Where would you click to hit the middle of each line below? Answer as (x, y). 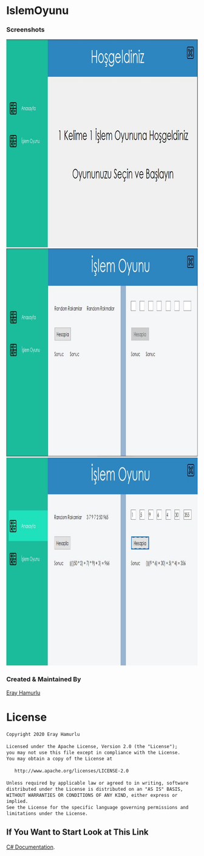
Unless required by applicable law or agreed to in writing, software (97, 783)
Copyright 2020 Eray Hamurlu (43, 734)
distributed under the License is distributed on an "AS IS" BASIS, (95, 789)
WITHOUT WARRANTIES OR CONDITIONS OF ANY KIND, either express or (92, 795)
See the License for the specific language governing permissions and (97, 807)
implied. (17, 801)
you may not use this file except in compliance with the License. (93, 752)
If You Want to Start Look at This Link (77, 832)
